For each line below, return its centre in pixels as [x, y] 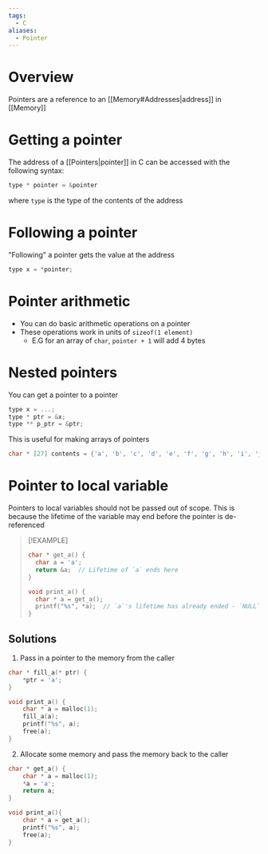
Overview [41, 77]
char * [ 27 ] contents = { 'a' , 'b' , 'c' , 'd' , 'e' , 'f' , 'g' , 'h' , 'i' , [130, 454]
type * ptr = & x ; [37, 417]
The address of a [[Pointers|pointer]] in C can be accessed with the [119, 162]
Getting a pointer [65, 140]
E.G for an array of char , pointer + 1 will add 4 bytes [118, 340]
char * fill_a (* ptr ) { [48, 672]
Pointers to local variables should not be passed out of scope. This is [122, 508]
